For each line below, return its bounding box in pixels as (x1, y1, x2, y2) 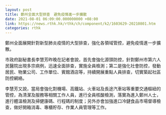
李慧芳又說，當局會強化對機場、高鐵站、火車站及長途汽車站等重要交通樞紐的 (5, 86, 161, 92)
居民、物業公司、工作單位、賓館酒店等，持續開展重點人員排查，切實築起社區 (5, 69, 161, 75)
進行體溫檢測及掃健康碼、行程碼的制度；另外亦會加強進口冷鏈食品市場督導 (5, 98, 157, 104)
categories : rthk (5, 26, 41, 31)
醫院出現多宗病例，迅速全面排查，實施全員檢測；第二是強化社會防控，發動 (9, 63, 161, 69)
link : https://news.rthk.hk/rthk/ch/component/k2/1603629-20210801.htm (5, 21, 156, 26)
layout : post (5, 7, 32, 12)
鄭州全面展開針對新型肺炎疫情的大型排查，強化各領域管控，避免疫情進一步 (5, 40, 157, 46)
